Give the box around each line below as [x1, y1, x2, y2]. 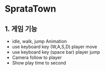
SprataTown [5, 3, 57, 15]
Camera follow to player [12, 54, 62, 60]
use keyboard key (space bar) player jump [12, 49, 100, 55]
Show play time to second [12, 60, 66, 66]
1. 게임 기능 [5, 24, 37, 33]
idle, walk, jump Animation [12, 39, 67, 44]
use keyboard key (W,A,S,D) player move [12, 44, 97, 50]
